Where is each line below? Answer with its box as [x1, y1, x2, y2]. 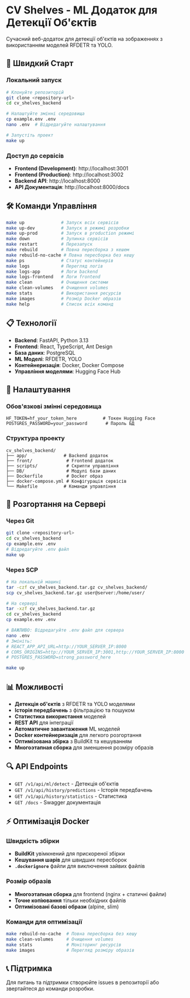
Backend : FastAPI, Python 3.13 [14, 337, 89, 344]
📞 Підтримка [6, 963, 53, 973]
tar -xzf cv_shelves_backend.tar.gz [6, 606, 95, 612]
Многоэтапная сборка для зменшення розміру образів [14, 744, 154, 751]
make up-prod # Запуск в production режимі [6, 231, 134, 236]
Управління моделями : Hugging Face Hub [14, 368, 121, 375]
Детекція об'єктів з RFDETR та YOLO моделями [14, 700, 136, 707]
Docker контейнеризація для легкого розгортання [14, 731, 141, 738]
